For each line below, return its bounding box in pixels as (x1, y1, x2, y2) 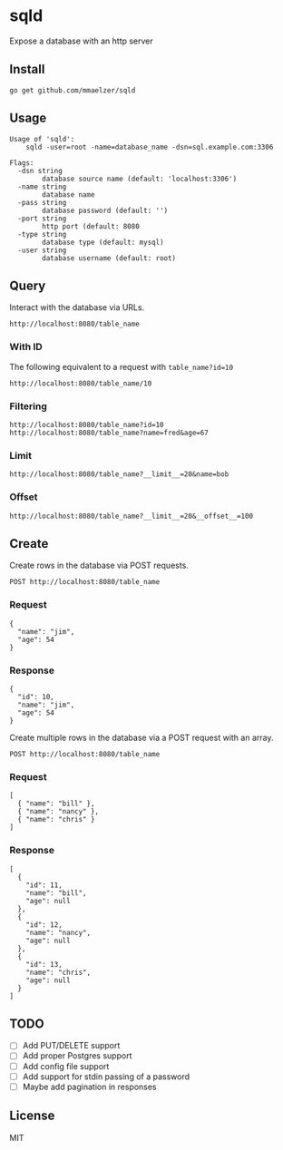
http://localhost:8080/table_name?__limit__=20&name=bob (9, 470, 229, 479)
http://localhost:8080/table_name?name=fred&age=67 (9, 428, 209, 437)
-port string (17, 214, 67, 223)
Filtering (9, 400, 47, 413)
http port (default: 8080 (42, 221, 141, 231)
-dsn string (17, 166, 63, 175)
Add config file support (22, 1060, 110, 1071)
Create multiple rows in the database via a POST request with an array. (9, 732, 274, 743)
